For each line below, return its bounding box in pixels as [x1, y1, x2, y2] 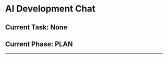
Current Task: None [5, 23, 67, 31]
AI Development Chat [5, 3, 96, 14]
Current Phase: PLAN [5, 39, 73, 48]
